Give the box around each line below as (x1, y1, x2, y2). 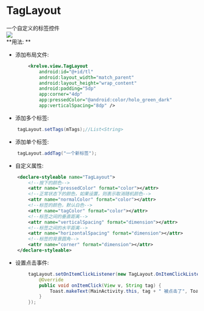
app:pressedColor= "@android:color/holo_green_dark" (38, 97, 172, 103)
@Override (38, 276, 64, 283)
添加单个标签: (15, 138, 49, 145)
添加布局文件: (15, 51, 49, 58)
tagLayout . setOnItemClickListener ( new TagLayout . (28, 271, 156, 277)
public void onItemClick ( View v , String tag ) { (38, 283, 162, 289)
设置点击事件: (15, 259, 49, 266)
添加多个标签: (15, 114, 49, 121)
